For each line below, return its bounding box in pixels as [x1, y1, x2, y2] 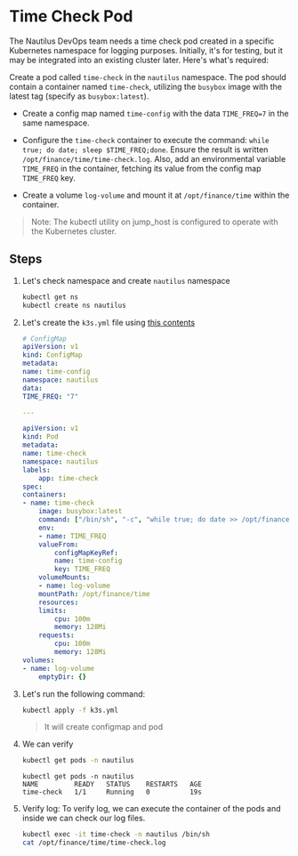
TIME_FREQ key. [21, 172, 76, 183]
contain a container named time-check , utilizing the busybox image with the [9, 81, 283, 92]
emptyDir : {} [38, 672, 87, 682]
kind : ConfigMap [21, 351, 83, 359]
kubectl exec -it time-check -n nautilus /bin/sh [21, 830, 211, 839]
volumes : [21, 656, 55, 665]
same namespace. [21, 117, 91, 128]
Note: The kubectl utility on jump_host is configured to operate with [30, 216, 278, 227]
